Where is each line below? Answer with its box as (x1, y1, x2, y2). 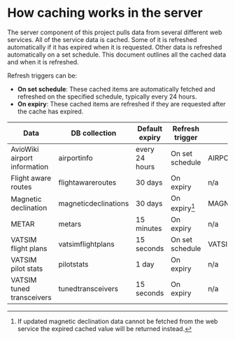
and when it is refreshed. (7, 57, 79, 66)
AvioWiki (10, 144, 39, 154)
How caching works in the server (7, 5, 203, 21)
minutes (135, 224, 162, 234)
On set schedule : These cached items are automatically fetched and (17, 85, 215, 93)
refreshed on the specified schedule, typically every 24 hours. (17, 92, 197, 101)
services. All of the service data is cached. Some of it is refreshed (7, 35, 197, 43)
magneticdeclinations (58, 198, 129, 208)
